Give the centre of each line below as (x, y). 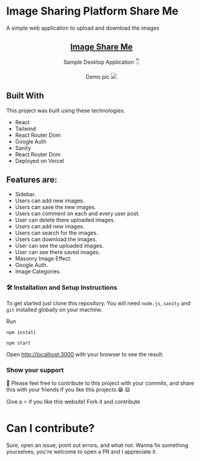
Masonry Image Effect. (43, 259)
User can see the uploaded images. (59, 246)
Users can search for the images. (56, 233)
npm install (21, 332)
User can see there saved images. (57, 252)
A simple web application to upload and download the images (83, 28)
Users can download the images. (56, 239)
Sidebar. (25, 194)
